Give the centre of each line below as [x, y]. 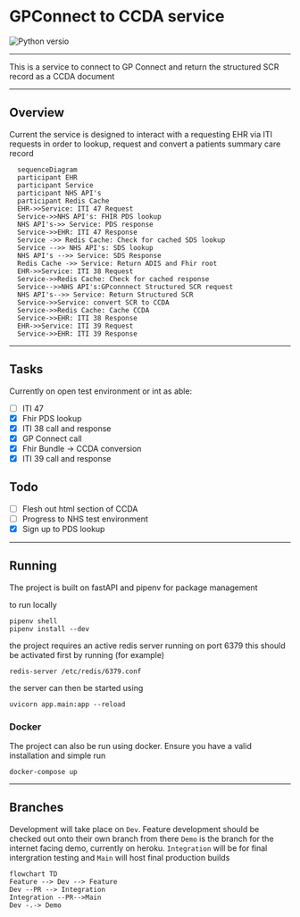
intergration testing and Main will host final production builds [120, 857]
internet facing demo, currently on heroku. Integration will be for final [138, 848]
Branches [37, 808]
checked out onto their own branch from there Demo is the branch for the [142, 838]
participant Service [55, 185]
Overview [37, 113]
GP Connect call [52, 438]
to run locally [33, 604]
